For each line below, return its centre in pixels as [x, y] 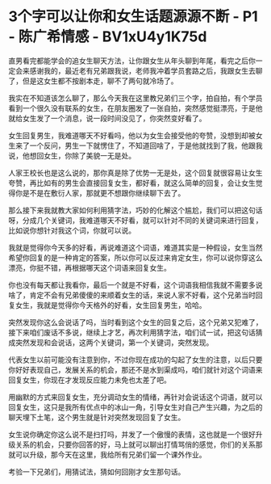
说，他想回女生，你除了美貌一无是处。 [72, 155]
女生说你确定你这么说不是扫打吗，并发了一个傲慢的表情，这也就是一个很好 [132, 434]
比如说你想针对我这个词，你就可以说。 [72, 230]
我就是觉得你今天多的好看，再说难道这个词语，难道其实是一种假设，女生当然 [135, 247]
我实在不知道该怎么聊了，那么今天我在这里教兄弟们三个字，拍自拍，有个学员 [135, 98]
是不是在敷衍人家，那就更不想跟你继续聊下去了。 [104, 193]
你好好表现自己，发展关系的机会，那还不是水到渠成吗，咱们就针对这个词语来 [135, 369]
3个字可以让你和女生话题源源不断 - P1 [133, 17]
